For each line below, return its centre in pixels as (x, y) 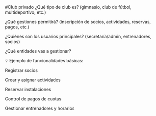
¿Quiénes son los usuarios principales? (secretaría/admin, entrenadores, (78, 36)
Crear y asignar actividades (33, 80)
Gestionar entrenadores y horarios (40, 108)
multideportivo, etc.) (26, 12)
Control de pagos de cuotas (33, 99)
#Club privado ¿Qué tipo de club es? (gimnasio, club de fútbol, (68, 7)
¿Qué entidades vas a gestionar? (38, 51)
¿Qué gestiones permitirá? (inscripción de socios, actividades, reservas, (78, 22)
